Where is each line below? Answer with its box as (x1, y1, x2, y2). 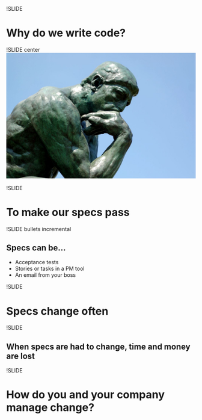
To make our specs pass (6, 205, 130, 219)
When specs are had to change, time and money (6, 341, 191, 351)
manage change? (6, 401, 95, 415)
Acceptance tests (14, 259, 59, 266)
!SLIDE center (6, 46, 40, 53)
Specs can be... (6, 242, 66, 253)
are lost (6, 351, 35, 361)
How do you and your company (6, 388, 165, 402)
